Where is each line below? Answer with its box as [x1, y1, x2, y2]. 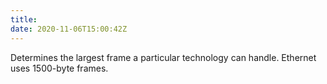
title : [10, 14, 38, 25]
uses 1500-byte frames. [10, 62, 109, 74]
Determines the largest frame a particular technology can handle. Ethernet [10, 51, 317, 63]
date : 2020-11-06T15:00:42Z [10, 24, 128, 34]
